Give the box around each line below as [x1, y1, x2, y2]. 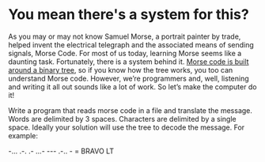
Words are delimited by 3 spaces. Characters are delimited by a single [8, 114, 237, 123]
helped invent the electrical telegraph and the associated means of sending [8, 40, 255, 49]
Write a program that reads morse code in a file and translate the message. [8, 105, 253, 115]
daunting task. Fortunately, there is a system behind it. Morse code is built [8, 57, 249, 66]
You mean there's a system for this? [8, 6, 249, 24]
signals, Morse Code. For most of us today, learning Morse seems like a [8, 48, 242, 58]
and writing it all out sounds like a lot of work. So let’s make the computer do [8, 81, 257, 92]
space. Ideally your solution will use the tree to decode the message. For [8, 122, 245, 132]
